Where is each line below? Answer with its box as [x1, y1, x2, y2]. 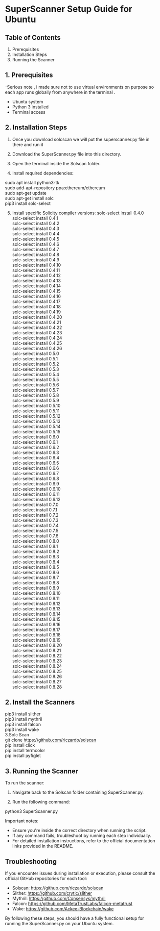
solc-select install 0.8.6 [12, 569, 60, 575]
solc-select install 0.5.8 [12, 392, 59, 398]
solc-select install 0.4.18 [12, 303, 61, 309]
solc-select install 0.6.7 [12, 470, 59, 476]
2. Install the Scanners [5, 698, 75, 706]
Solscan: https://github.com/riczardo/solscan [12, 885, 104, 891]
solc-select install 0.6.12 [12, 496, 61, 502]
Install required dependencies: [12, 170, 74, 176]
